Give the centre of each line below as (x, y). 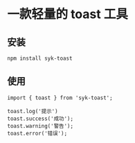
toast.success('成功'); (40, 119)
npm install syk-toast (40, 58)
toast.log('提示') (33, 111)
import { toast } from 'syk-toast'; (60, 98)
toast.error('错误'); (37, 133)
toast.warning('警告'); (40, 126)
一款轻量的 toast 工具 (67, 14)
